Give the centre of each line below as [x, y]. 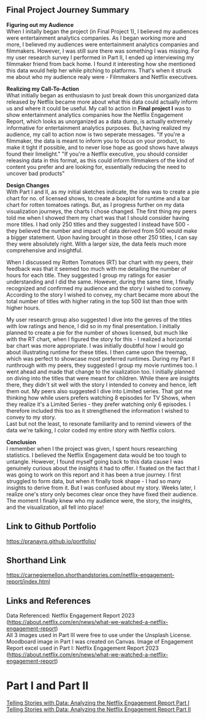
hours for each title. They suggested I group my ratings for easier [89, 275]
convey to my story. [31, 417]
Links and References [48, 600]
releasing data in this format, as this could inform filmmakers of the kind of [100, 160]
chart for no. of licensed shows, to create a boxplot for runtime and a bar [98, 198]
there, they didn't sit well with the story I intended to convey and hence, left [102, 385]
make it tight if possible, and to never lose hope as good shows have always [102, 147]
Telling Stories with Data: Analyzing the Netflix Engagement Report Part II [99, 709]
